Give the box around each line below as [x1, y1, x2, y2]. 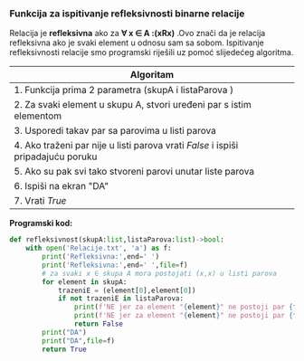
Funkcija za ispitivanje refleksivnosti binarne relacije [9, 7, 245, 20]
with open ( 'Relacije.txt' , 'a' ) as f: [25, 243, 172, 253]
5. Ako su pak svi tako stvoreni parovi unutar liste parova [14, 166, 255, 178]
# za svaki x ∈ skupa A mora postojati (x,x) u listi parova [42, 269, 278, 278]
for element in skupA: [42, 277, 128, 287]
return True [42, 345, 88, 354]
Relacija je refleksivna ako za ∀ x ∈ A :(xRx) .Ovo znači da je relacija [9, 28, 266, 39]
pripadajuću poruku [14, 150, 98, 163]
